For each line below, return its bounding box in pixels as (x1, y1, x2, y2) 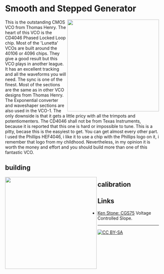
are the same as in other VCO (5, 87, 64, 93)
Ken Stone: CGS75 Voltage (97, 210, 151, 216)
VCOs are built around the (5, 45, 58, 51)
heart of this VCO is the (5, 29, 52, 35)
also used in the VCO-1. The (5, 107, 61, 113)
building (5, 164, 31, 172)
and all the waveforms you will (5, 71, 66, 77)
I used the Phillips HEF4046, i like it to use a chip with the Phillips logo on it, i (5, 133, 159, 140)
